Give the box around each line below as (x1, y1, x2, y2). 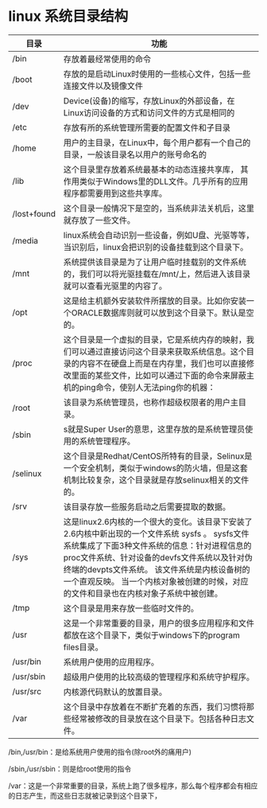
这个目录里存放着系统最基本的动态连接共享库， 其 (63, 164, 249, 175)
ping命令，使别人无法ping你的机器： (79, 381, 216, 392)
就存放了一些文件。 (63, 214, 136, 225)
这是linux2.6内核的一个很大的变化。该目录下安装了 (63, 516, 253, 527)
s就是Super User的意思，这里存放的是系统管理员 (63, 424, 246, 435)
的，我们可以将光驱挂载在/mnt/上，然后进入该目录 (63, 268, 251, 279)
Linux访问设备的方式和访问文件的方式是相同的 (63, 107, 235, 118)
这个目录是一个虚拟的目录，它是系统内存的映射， (63, 334, 247, 345)
